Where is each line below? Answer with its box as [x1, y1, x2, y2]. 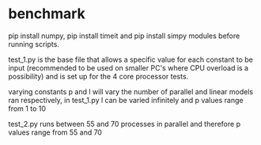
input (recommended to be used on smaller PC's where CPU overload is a [8, 63, 249, 72]
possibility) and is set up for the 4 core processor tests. [8, 71, 189, 81]
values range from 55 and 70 [8, 128, 103, 137]
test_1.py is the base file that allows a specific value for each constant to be [8, 55, 253, 64]
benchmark [8, 5, 85, 23]
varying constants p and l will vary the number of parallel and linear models [8, 86, 254, 96]
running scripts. [8, 39, 59, 48]
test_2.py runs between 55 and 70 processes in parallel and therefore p [8, 119, 241, 128]
